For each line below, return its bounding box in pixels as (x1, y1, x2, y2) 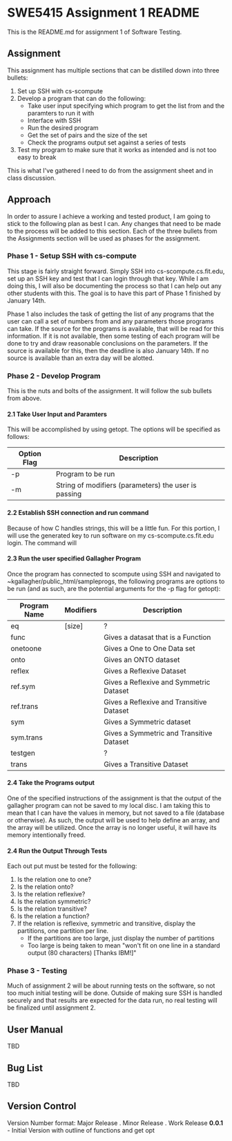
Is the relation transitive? (17, 905, 88, 913)
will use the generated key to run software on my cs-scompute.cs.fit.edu (7, 531, 214, 540)
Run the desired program (27, 123, 99, 132)
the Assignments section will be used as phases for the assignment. (7, 234, 201, 243)
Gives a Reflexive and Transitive (103, 697, 207, 706)
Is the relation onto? (17, 883, 74, 891)
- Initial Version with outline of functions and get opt (7, 1126, 155, 1134)
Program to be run (56, 469, 115, 479)
